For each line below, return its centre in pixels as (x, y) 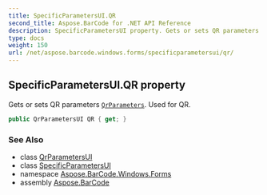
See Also (26, 139)
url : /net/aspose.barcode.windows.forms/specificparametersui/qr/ (121, 53)
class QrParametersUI (56, 157)
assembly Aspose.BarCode (64, 182)
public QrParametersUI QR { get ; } (68, 119)
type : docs (26, 38)
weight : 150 (28, 46)
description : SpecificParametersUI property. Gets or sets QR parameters (134, 30)
